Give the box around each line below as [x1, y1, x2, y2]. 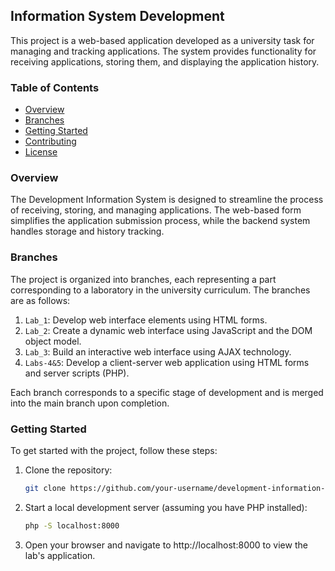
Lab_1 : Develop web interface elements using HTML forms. [24, 314, 268, 326]
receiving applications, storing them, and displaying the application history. [10, 55, 320, 68]
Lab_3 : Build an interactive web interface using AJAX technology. [24, 345, 292, 358]
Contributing [24, 135, 77, 148]
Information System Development [10, 8, 225, 25]
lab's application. [24, 549, 96, 561]
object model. [24, 335, 82, 347]
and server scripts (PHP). [24, 367, 130, 379]
